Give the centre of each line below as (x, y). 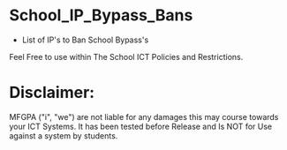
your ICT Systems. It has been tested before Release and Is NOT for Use (140, 126)
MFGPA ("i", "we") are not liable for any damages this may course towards (144, 116)
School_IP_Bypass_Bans (101, 15)
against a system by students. (64, 135)
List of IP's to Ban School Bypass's (85, 40)
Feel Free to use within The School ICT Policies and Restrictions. (126, 56)
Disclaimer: (52, 93)
